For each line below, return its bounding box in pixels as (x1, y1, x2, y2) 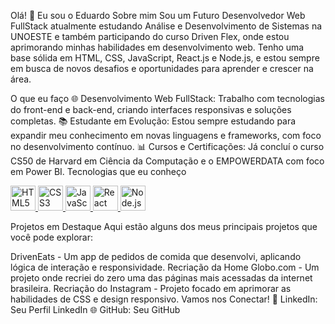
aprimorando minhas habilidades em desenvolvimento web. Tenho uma (10, 41, 305, 53)
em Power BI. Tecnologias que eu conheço (10, 166, 187, 177)
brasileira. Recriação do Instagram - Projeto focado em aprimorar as (10, 283, 292, 294)
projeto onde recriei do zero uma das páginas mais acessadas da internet (10, 272, 313, 284)
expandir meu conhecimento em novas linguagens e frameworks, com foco (10, 130, 322, 141)
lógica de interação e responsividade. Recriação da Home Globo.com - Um (10, 261, 320, 273)
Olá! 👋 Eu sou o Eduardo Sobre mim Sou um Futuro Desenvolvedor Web (10, 10, 306, 21)
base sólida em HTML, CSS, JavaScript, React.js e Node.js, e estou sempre (10, 52, 320, 64)
